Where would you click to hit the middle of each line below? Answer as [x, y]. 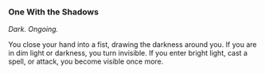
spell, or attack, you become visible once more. [86, 61]
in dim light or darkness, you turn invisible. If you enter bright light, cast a [128, 53]
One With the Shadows [54, 12]
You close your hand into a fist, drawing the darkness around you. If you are [132, 45]
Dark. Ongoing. [33, 29]
